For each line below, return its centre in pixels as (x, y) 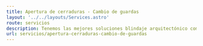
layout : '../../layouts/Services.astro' (58, 17)
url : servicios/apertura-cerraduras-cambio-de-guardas (77, 34)
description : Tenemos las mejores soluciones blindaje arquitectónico (97, 28)
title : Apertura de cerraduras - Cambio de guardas (72, 12)
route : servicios (28, 23)
